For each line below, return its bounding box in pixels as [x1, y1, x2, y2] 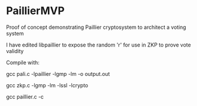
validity [6, 47, 24, 54]
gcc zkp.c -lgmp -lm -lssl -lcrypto [6, 81, 88, 89]
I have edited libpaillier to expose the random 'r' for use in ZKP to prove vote [6, 41, 191, 48]
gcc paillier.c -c [6, 93, 44, 100]
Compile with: [6, 59, 40, 66]
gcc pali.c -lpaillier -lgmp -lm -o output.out [6, 70, 110, 77]
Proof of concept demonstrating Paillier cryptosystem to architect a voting [6, 24, 186, 31]
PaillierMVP [6, 4, 65, 18]
